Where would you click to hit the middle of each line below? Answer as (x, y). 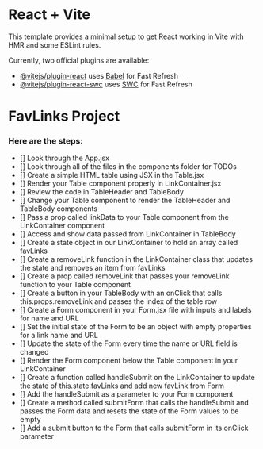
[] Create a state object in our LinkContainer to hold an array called (129, 243)
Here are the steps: (46, 141)
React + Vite (50, 15)
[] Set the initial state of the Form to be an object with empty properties (135, 327)
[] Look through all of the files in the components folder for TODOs (128, 167)
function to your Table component (75, 285)
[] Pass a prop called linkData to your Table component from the (124, 217)
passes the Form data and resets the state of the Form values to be (129, 411)
